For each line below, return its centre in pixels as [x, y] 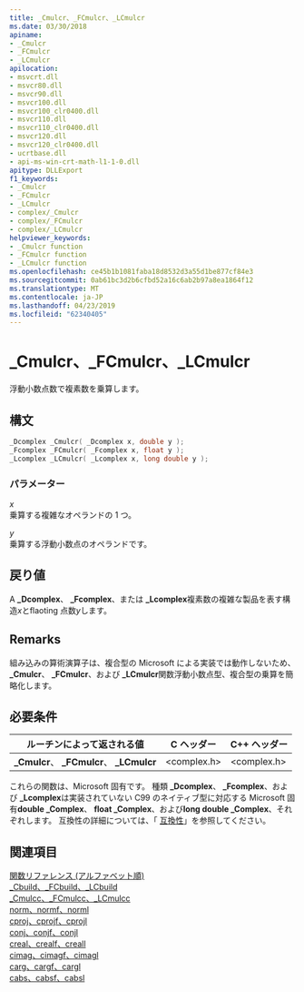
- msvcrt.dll [34, 77]
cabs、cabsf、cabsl [47, 978]
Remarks [35, 639]
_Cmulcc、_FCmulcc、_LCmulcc [70, 898]
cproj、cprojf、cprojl [49, 921]
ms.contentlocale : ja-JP [56, 297]
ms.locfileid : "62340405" [58, 314]
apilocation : [34, 69]
